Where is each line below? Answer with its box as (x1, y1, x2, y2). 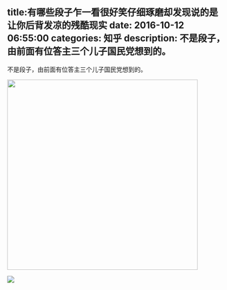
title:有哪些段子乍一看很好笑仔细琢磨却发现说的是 (7, 6, 219, 19)
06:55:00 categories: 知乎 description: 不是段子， (7, 33, 226, 44)
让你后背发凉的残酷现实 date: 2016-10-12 (7, 19, 185, 31)
